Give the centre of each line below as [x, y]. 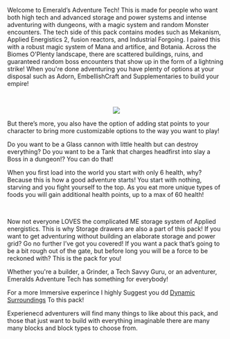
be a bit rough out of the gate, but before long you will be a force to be [108, 251]
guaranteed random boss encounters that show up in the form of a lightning [115, 61]
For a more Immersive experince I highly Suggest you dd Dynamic [101, 293]
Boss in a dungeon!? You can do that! [60, 159]
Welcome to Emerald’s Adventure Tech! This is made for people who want [113, 10]
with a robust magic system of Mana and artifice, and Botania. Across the [112, 47]
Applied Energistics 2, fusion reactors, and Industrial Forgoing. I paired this [114, 40]
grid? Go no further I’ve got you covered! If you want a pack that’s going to [114, 243]
